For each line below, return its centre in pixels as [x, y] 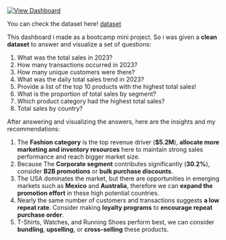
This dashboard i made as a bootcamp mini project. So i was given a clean [112, 37]
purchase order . [40, 215]
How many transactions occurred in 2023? [77, 65]
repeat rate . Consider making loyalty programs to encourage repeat [115, 208]
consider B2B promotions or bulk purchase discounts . [95, 171]
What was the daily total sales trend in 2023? [80, 79]
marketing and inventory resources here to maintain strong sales [110, 149]
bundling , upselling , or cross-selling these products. [93, 229]
